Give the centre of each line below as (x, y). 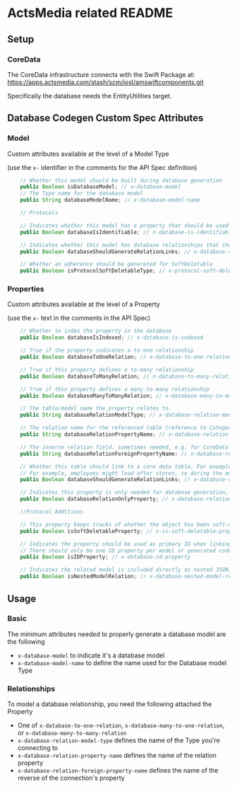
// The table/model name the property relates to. (96, 408)
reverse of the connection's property (71, 778)
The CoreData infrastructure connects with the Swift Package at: (101, 74)
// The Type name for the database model (81, 194)
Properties (26, 289)
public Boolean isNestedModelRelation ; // (83, 577)
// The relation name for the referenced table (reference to (113, 428)
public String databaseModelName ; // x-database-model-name (110, 200)
